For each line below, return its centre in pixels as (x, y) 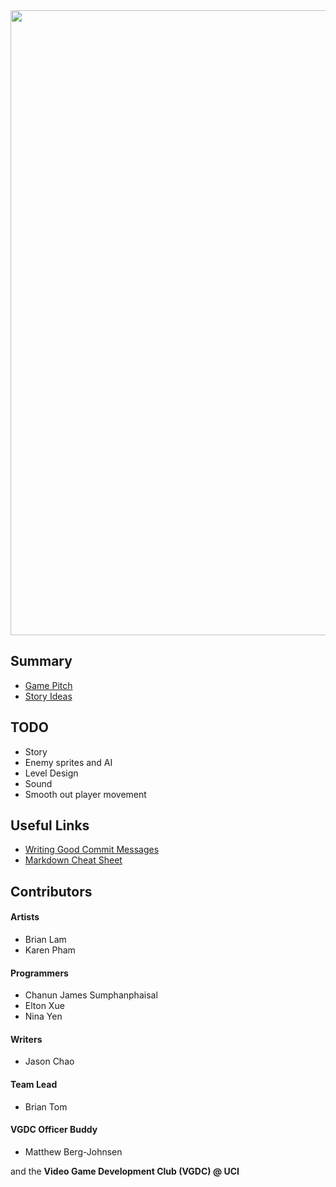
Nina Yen (43, 1016)
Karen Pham (50, 950)
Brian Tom (46, 1106)
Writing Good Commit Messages (92, 850)
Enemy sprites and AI (68, 762)
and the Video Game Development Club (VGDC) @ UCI (125, 1171)
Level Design (51, 773)
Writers (26, 1039)
